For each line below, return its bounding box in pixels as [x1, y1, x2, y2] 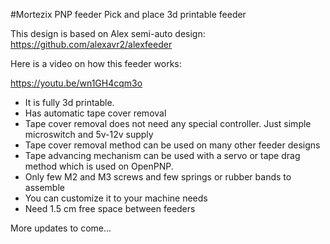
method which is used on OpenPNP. [24, 160, 174, 172]
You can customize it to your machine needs [24, 192, 208, 204]
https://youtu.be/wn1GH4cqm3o [10, 77, 143, 89]
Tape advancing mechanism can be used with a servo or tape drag [24, 150, 301, 161]
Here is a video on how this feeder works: [10, 58, 182, 69]
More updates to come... [10, 222, 112, 234]
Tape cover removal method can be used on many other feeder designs [24, 139, 321, 151]
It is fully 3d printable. [24, 97, 115, 108]
